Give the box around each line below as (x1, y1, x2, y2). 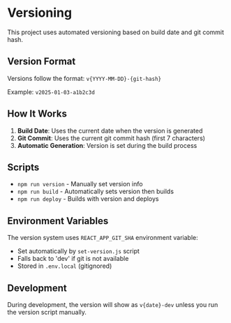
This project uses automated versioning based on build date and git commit (7, 28, 225, 36)
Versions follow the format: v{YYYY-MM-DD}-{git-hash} (7, 74, 162, 82)
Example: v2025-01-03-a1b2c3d (7, 87, 96, 96)
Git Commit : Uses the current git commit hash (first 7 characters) (17, 134, 206, 142)
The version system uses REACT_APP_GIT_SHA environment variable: (7, 234, 198, 242)
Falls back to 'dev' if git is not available (17, 255, 129, 263)
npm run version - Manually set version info (17, 180, 143, 188)
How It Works (7, 108, 68, 120)
